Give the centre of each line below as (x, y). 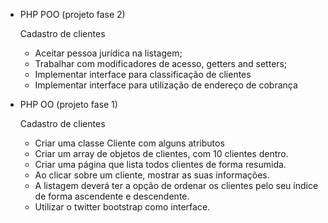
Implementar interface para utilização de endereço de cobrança (166, 85)
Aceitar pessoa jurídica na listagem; (108, 53)
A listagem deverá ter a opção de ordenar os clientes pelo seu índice (176, 185)
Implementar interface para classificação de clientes (143, 74)
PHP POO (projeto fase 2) (72, 14)
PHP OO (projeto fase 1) (68, 104)
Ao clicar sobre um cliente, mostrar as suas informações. (152, 175)
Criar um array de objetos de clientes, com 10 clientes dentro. (161, 153)
